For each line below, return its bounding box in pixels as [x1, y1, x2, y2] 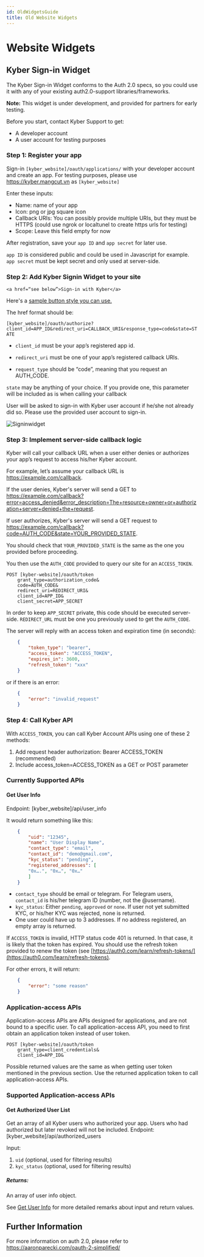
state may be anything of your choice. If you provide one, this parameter [6, 384, 189, 391]
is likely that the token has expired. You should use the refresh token [6, 941, 178, 948]
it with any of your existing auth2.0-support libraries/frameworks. [6, 88, 171, 95]
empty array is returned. [15, 923, 76, 930]
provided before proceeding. [6, 548, 79, 556]
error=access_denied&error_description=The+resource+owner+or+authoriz [6, 499, 197, 506]
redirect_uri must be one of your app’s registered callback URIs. [15, 354, 180, 361]
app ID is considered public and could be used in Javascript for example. [6, 251, 190, 258]
